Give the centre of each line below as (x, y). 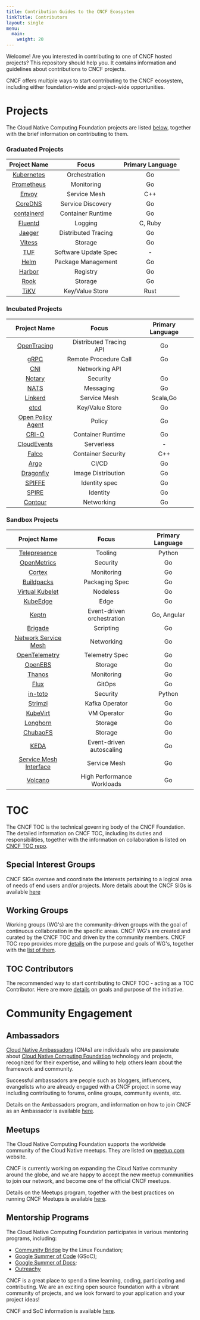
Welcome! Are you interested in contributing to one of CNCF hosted (89, 56)
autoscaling (107, 749)
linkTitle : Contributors (37, 17)
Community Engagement (69, 1014)
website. (17, 1157)
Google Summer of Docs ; (46, 1262)
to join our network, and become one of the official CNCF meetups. (89, 1181)
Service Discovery (86, 204)
